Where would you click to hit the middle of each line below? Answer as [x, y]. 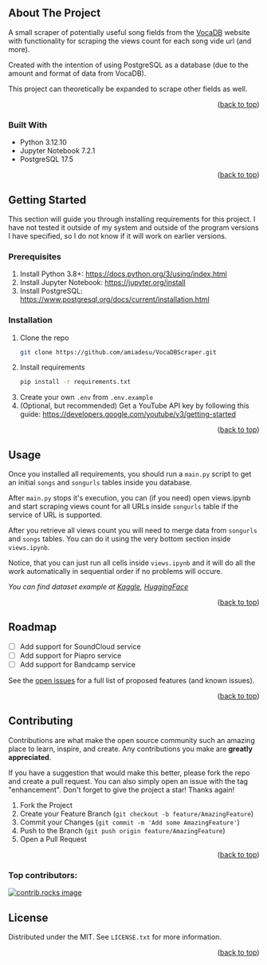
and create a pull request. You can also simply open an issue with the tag [128, 781]
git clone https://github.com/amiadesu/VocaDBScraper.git [118, 352]
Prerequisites [35, 256]
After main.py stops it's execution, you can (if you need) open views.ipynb [130, 498]
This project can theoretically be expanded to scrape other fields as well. [128, 89]
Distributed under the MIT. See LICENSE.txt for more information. [115, 937]
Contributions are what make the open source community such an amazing [132, 740]
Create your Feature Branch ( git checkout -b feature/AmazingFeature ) [137, 813]
